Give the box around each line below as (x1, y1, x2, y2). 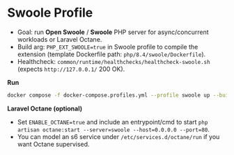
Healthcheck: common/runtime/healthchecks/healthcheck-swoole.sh (17, 57, 210, 65)
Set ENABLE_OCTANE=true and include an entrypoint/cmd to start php (17, 117, 208, 126)
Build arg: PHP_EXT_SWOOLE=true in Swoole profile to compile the (17, 42, 198, 51)
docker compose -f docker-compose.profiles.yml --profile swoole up (7, 92, 210, 99)
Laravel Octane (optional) (7, 104, 83, 113)
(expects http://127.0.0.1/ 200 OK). (17, 65, 125, 73)
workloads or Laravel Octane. (17, 35, 102, 43)
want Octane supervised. (17, 140, 90, 148)
